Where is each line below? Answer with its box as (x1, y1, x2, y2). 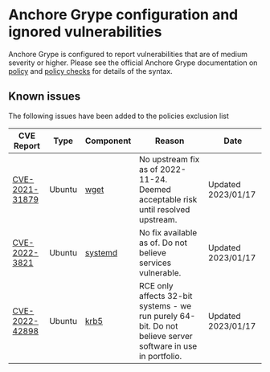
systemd (84, 247, 118, 258)
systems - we (139, 300, 192, 311)
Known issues (8, 90, 81, 104)
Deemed (139, 183, 171, 194)
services (139, 257, 172, 268)
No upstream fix (139, 153, 200, 165)
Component (84, 135, 132, 146)
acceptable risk (139, 194, 198, 205)
